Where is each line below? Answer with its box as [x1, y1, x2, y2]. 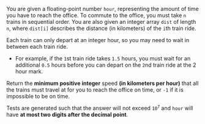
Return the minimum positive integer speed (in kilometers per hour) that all [6, 79, 199, 87]
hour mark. [15, 68, 43, 75]
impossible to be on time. [6, 93, 70, 100]
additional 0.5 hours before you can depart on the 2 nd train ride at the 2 [15, 61, 196, 68]
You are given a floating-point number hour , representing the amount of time [6, 5, 199, 12]
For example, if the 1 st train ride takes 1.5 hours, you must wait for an [15, 55, 191, 62]
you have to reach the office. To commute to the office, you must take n [6, 12, 187, 19]
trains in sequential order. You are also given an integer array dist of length [6, 18, 196, 25]
